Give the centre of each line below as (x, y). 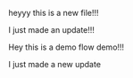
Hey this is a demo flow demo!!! (66, 47)
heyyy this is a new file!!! (54, 13)
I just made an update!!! (52, 30)
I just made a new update (55, 64)
